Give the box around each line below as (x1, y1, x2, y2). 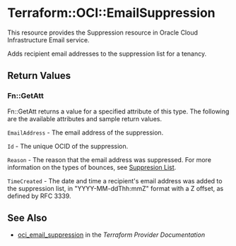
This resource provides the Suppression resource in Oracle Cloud (7, 28, 199, 37)
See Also (7, 212, 47, 224)
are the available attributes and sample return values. (7, 114, 163, 123)
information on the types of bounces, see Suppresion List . (7, 163, 177, 171)
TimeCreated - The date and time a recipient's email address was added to (7, 176, 223, 185)
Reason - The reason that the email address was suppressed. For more (7, 155, 212, 164)
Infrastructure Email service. (7, 35, 90, 44)
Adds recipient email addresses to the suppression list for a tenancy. (7, 49, 207, 58)
